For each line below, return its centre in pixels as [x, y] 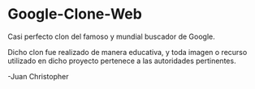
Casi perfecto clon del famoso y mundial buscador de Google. [112, 36]
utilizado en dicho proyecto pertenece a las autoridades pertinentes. [122, 61]
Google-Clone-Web [75, 14]
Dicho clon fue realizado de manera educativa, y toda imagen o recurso [127, 52]
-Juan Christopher [38, 76]
